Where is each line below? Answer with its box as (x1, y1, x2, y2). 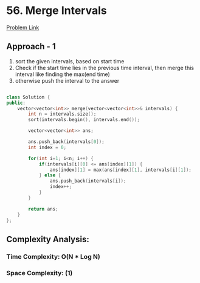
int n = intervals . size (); (28, 111, 97, 117)
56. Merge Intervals (6, 4, 108, 18)
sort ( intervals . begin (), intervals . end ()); (28, 117, 140, 123)
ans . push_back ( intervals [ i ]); (49, 178, 126, 184)
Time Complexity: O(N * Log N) (6, 252, 100, 260)
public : (6, 100, 26, 106)
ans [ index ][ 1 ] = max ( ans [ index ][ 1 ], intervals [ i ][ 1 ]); (49, 167, 192, 173)
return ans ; (28, 206, 59, 212)
